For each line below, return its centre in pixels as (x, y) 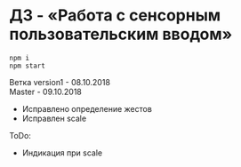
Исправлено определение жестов (87, 108)
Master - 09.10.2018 (45, 91)
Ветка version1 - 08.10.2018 (60, 82)
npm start (28, 66)
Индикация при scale (62, 153)
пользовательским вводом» (121, 34)
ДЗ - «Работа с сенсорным (115, 16)
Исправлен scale (54, 118)
